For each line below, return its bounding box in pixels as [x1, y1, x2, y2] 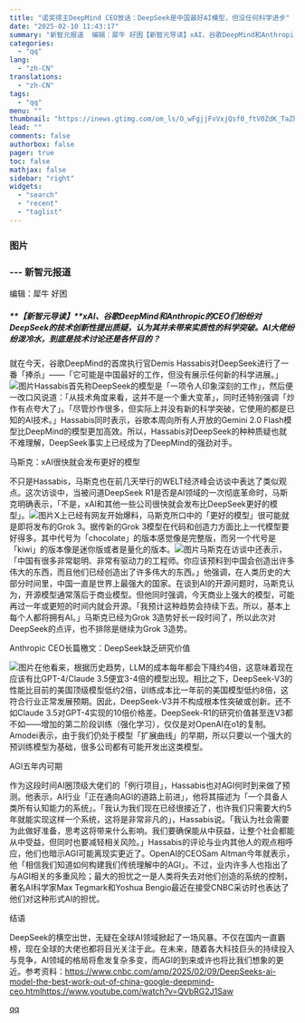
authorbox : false [9, 140, 75, 149]
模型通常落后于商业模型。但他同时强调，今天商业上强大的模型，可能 [40, 589, 295, 600]
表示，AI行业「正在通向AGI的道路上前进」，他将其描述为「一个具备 [33, 791, 281, 802]
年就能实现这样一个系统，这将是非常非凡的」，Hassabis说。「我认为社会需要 [9, 813, 290, 824]
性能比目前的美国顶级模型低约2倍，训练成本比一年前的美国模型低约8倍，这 [9, 684, 290, 695]
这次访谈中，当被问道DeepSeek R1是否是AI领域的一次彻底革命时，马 [24, 487, 281, 497]
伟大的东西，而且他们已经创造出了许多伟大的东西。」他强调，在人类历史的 [9, 566, 283, 577]
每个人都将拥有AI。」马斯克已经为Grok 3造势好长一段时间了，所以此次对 [9, 612, 276, 623]
